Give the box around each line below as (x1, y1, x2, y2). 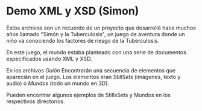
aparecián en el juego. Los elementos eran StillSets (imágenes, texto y (6, 73, 181, 80)
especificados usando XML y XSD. (6, 55, 92, 62)
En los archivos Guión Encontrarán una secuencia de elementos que (6, 66, 176, 74)
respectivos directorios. (6, 98, 65, 105)
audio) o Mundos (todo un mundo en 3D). (6, 80, 110, 87)
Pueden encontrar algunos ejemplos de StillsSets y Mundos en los (6, 91, 171, 98)
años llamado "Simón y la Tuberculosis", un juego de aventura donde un (6, 30, 185, 37)
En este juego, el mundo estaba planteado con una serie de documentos (6, 48, 187, 55)
